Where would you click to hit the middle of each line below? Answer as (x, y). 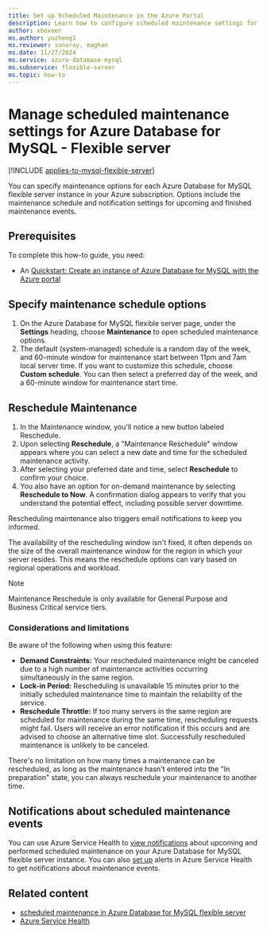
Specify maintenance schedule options (107, 304)
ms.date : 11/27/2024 (43, 53)
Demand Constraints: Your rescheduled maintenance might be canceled (139, 661)
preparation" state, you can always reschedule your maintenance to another (133, 778)
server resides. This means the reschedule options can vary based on (122, 559)
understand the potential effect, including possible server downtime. (132, 503)
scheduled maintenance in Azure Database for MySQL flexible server (133, 912)
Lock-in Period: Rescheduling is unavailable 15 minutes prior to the (130, 686)
